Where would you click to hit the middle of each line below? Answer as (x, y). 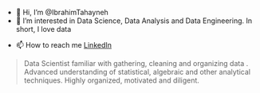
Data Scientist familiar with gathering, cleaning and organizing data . (136, 63)
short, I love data (43, 29)
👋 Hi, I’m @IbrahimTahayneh (62, 12)
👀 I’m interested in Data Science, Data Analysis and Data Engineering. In (134, 21)
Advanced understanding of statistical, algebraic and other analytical (137, 72)
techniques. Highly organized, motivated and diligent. (111, 80)
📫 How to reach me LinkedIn (64, 45)
